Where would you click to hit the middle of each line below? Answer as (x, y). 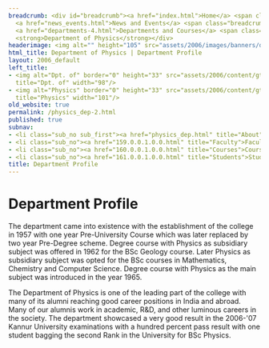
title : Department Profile (53, 165)
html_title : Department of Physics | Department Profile (105, 53)
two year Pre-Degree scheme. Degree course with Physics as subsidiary (128, 243)
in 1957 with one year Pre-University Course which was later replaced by (128, 235)
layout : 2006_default (44, 61)
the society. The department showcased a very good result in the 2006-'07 (132, 318)
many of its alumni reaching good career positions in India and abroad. (125, 302)
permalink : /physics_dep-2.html (62, 113)
